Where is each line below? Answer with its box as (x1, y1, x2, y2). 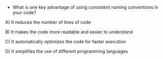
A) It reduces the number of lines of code (5, 19, 91, 25)
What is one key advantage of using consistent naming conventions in (12, 4, 158, 10)
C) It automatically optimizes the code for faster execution (5, 38, 126, 44)
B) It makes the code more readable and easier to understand (5, 29, 133, 34)
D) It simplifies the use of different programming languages (5, 48, 128, 54)
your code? (12, 9, 36, 15)
